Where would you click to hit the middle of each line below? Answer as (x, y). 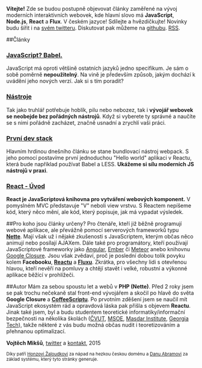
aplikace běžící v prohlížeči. (41, 275)
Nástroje (19, 97)
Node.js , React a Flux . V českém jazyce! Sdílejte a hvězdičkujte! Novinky (97, 21)
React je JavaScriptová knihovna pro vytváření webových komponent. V (98, 199)
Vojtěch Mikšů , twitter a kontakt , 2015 (54, 343)
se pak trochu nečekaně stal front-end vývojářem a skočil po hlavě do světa (100, 293)
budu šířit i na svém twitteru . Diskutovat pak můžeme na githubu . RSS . (93, 28)
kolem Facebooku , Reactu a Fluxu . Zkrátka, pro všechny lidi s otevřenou (97, 262)
